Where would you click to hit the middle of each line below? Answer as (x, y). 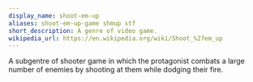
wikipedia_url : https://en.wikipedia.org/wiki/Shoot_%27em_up (116, 38)
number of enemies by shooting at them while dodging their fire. (116, 70)
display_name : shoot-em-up (54, 16)
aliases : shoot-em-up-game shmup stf (72, 23)
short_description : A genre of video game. (83, 31)
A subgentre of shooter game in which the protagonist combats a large (126, 61)
